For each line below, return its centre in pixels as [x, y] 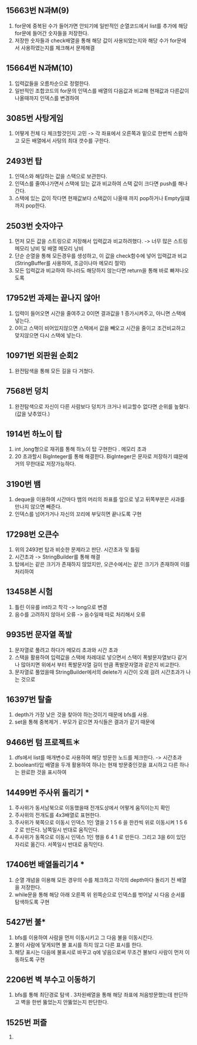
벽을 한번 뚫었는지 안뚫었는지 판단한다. [65, 1002]
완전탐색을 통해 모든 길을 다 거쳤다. [55, 371]
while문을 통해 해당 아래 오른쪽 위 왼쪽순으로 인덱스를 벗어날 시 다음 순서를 [100, 894]
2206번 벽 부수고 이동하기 [51, 980]
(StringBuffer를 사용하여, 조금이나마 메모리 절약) [70, 263]
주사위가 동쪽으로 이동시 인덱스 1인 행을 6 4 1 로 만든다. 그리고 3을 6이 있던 [100, 837]
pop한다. [36, 206]
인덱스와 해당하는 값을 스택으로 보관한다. [61, 176]
